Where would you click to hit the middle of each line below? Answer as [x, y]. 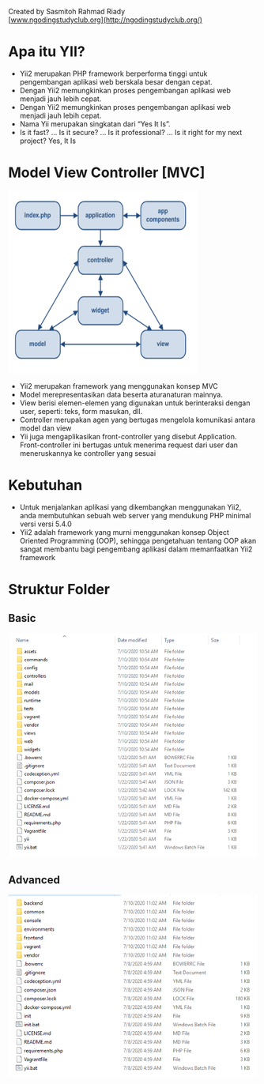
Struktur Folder [59, 589]
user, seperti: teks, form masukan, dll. [81, 411]
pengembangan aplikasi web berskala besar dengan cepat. [116, 81]
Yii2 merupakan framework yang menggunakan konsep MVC [119, 386]
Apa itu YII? [47, 52]
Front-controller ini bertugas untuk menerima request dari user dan [129, 445]
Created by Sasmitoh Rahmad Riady [67, 11]
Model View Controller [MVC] [107, 173]
